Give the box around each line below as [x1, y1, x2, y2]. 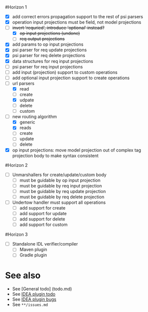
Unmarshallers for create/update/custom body [12, 172, 107, 178]
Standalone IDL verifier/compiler [12, 241, 78, 247]
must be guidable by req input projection [19, 183, 102, 188]
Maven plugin [19, 247, 48, 252]
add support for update [19, 211, 67, 216]
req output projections [19, 36, 65, 42]
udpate [19, 97, 34, 103]
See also [5, 270, 41, 281]
